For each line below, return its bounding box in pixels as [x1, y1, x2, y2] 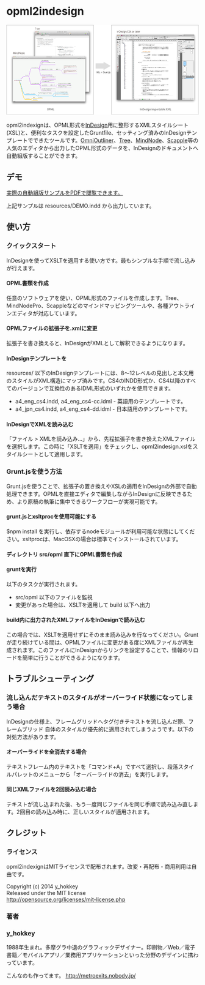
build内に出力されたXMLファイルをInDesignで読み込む [6, 616, 145, 624]
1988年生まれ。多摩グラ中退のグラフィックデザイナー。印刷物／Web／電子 [6, 943, 195, 951]
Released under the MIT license [6, 889, 87, 896]
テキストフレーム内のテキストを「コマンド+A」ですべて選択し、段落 [6, 763, 179, 770]
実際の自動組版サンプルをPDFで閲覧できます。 [6, 189, 123, 197]
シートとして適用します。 [22, 451, 87, 458]
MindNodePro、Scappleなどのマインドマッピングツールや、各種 [6, 302, 169, 309]
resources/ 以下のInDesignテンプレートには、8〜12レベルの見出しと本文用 [6, 369, 194, 377]
